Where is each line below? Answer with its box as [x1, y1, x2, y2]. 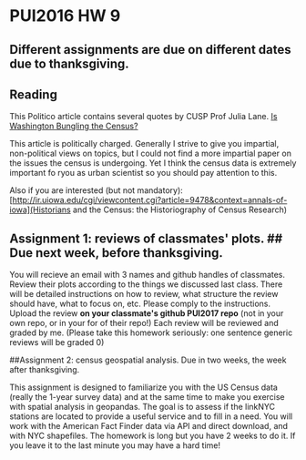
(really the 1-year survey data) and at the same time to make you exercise [9, 392, 285, 403]
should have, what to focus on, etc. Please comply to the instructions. [9, 298, 271, 310]
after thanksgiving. [9, 364, 80, 375]
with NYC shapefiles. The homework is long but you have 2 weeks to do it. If [9, 430, 296, 442]
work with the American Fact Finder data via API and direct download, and [9, 421, 289, 432]
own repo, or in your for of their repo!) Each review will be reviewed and [9, 318, 280, 329]
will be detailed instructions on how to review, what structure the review [9, 289, 279, 300]
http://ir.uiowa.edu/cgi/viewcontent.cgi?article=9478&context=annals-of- [12, 195, 288, 206]
